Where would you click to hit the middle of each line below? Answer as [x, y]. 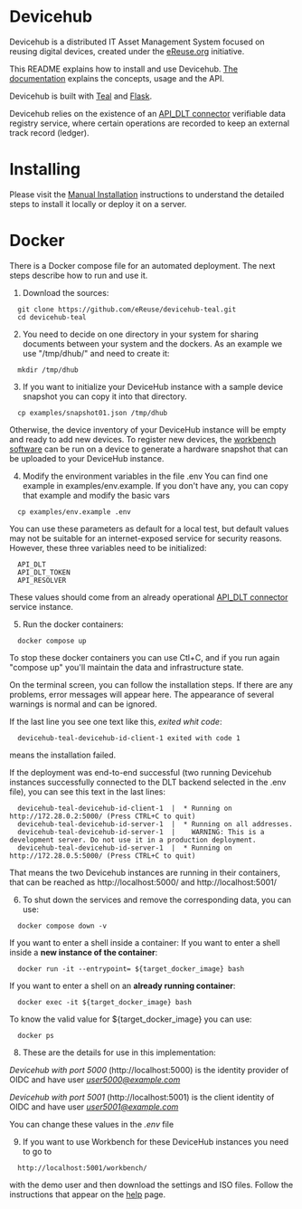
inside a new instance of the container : [84, 952]
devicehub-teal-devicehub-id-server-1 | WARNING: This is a [141, 832]
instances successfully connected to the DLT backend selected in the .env [148, 782]
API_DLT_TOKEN [44, 572]
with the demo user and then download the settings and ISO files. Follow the [151, 1185]
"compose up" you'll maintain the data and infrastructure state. [127, 667]
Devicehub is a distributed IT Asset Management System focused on [137, 42]
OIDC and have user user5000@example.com [95, 1080]
